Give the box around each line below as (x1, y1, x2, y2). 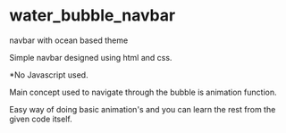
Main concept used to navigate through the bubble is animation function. (9, 87, 277, 97)
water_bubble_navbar (9, 5, 176, 26)
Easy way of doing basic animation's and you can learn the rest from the (9, 104, 276, 114)
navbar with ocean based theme (9, 35, 129, 46)
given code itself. (9, 113, 73, 124)
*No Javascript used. (9, 69, 88, 80)
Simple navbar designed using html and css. (9, 52, 172, 62)
